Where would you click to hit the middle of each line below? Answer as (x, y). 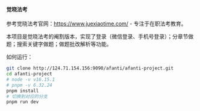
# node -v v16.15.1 (31, 79)
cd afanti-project (29, 74)
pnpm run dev (23, 102)
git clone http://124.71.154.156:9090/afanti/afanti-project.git (90, 68)
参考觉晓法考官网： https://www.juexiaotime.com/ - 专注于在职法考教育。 (96, 24)
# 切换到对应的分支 (27, 97)
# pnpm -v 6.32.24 (29, 85)
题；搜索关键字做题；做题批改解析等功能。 (59, 44)
